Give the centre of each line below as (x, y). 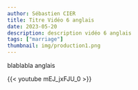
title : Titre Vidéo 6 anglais (51, 20)
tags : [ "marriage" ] (35, 39)
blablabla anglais (31, 65)
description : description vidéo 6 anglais (69, 33)
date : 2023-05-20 (32, 26)
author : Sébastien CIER (42, 13)
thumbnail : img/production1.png (54, 46)
